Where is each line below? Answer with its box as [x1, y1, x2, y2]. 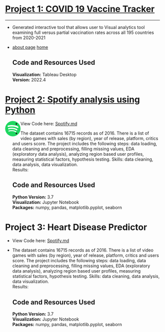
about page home [12, 44, 48, 50]
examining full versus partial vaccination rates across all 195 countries [12, 29, 154, 35]
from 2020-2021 [12, 34, 46, 40]
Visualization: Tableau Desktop [12, 71, 77, 77]
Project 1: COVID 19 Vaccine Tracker [5, 3, 155, 15]
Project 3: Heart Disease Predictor [5, 221, 147, 233]
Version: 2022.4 [12, 77, 46, 83]
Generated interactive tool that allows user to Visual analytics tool [12, 24, 145, 30]
